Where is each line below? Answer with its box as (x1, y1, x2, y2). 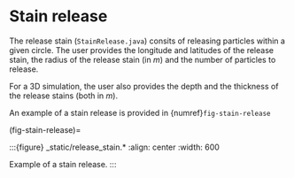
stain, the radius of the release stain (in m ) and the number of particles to (9, 54, 276, 65)
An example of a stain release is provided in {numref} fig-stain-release (9, 107, 271, 118)
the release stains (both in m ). (9, 90, 118, 101)
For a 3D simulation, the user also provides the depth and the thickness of (9, 81, 279, 91)
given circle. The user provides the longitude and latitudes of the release (9, 44, 275, 55)
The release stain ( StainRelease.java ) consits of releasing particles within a (9, 35, 286, 46)
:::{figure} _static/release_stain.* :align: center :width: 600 (9, 142, 220, 152)
